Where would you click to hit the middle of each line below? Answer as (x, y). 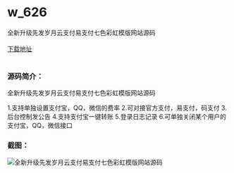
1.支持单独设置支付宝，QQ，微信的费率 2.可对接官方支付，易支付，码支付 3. (117, 108)
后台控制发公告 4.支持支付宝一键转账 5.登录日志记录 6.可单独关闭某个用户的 (117, 117)
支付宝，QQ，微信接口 (40, 126)
